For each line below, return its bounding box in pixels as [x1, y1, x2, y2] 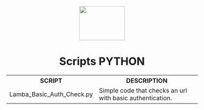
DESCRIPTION [126, 76, 168, 85]
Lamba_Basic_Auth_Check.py [9, 90, 93, 99]
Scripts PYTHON [59, 54, 145, 68]
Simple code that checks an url [99, 86, 187, 94]
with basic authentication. [99, 94, 172, 102]
